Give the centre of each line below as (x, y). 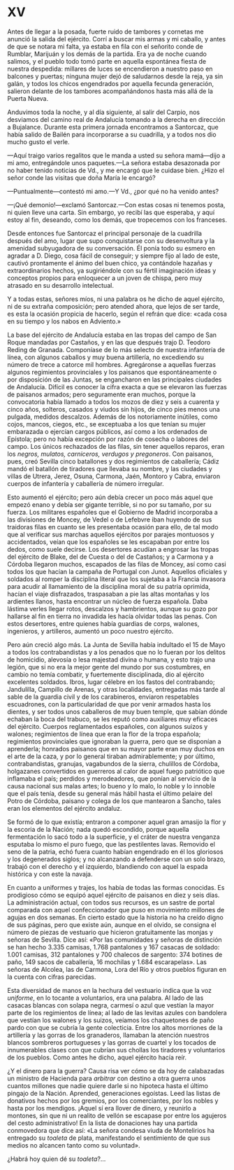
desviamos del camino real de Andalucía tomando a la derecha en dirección (116, 119)
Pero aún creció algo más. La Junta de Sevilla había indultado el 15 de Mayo (116, 644)
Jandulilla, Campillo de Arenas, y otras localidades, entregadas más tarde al (116, 689)
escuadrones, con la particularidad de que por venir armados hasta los (109, 704)
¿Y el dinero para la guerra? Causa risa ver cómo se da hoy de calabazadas (116, 1071)
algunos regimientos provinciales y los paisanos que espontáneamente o (112, 372)
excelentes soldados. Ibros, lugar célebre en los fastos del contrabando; (111, 682)
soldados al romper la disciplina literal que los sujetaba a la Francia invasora (116, 579)
